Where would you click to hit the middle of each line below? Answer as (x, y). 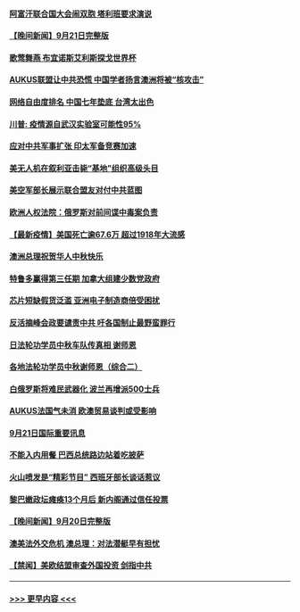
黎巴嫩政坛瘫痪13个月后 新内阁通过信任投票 (89, 499)
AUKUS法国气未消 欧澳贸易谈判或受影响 (83, 411)
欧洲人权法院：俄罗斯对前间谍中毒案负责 (83, 212)
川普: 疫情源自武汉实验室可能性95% (75, 124)
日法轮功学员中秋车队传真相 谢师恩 (73, 344)
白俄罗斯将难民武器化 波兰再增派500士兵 (84, 389)
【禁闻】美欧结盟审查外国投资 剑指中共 (81, 566)
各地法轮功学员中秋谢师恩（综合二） (76, 367)
